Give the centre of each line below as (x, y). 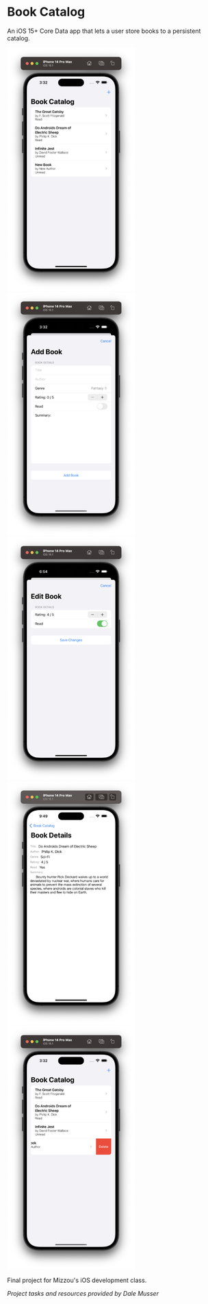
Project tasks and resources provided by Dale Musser (83, 1293)
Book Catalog (46, 12)
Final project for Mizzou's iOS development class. (77, 1280)
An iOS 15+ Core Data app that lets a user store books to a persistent (104, 31)
